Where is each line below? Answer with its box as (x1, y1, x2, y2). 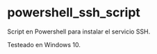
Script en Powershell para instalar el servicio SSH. (7, 27, 151, 36)
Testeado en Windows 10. (7, 40, 81, 49)
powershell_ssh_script (7, 5, 141, 21)
